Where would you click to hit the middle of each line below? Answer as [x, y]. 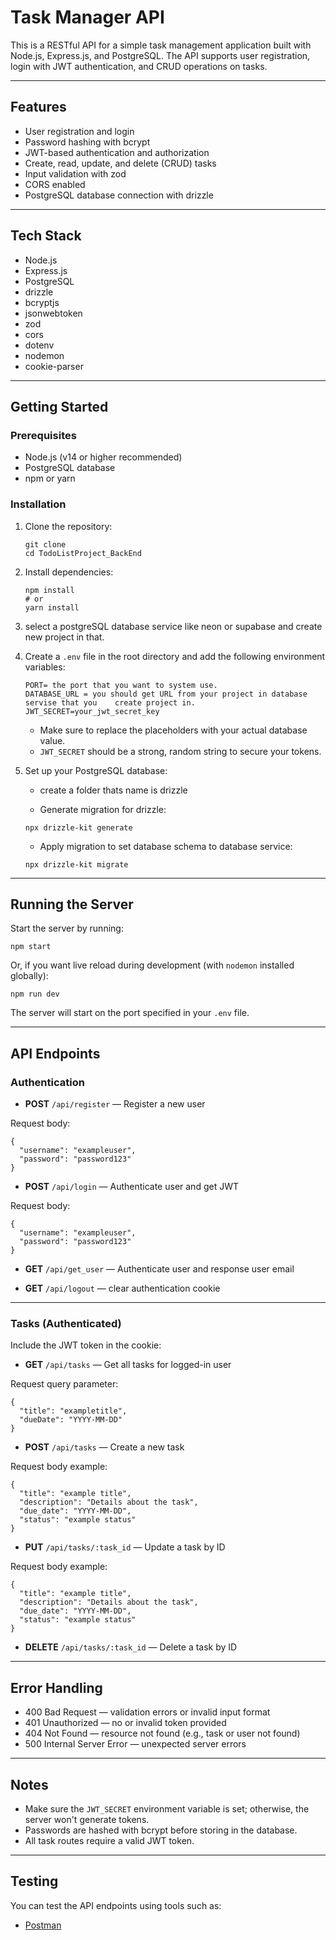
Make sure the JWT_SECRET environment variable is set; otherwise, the [167, 1808]
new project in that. [64, 637]
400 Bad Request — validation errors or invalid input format [147, 1712]
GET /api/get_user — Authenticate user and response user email [159, 1269]
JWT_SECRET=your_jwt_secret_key [92, 711]
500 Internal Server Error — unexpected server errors [135, 1744]
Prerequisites [43, 435]
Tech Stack [46, 236]
